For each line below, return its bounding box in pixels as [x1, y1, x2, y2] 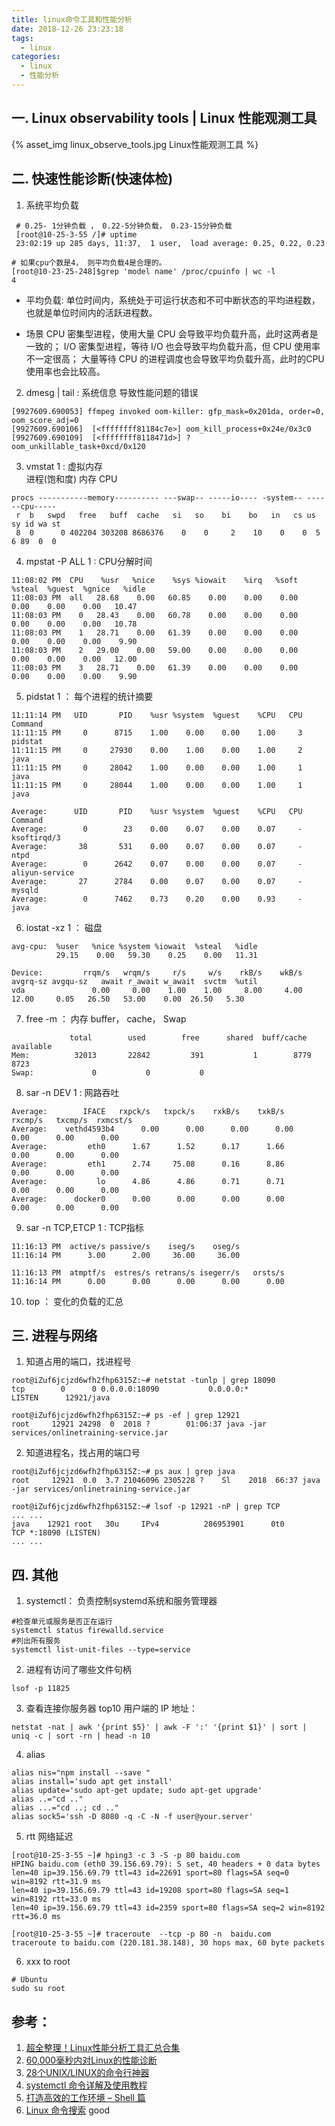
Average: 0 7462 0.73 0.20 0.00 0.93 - [11, 894, 303, 904]
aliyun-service [11, 867, 75, 878]
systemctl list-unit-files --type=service [11, 1645, 191, 1655]
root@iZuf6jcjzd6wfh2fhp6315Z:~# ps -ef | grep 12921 [11, 1411, 241, 1421]
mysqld [11, 885, 39, 895]
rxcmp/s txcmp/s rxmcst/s [11, 1115, 133, 1125]
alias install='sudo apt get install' [11, 1777, 173, 1787]
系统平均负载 [25, 199, 79, 211]
